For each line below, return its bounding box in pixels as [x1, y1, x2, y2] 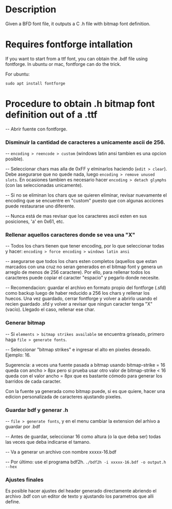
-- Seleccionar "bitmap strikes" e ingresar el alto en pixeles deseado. [5, 346, 151, 352]
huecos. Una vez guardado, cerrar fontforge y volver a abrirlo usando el [5, 295, 158, 301]
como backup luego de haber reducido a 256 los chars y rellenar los [5, 290, 150, 296]
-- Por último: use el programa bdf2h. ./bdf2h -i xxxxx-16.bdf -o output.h [5, 459, 166, 465]
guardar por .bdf [5, 424, 40, 429]
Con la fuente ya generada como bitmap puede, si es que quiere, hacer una [5, 388, 165, 394]
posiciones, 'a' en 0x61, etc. [5, 218, 65, 224]
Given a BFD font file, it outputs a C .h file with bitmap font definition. [5, 21, 150, 27]
